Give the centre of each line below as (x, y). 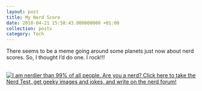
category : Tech (25, 34)
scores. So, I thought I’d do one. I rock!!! (56, 57)
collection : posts (29, 28)
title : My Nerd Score (33, 17)
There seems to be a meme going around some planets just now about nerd (100, 51)
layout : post (23, 12)
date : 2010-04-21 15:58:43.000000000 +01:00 (63, 23)
